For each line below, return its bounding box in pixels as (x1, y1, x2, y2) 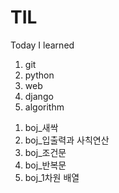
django (24, 90, 54, 102)
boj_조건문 (24, 146, 67, 158)
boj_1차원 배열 (24, 171, 80, 183)
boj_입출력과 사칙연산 (24, 134, 110, 146)
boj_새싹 (24, 121, 59, 133)
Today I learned (10, 39, 75, 51)
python (24, 69, 55, 81)
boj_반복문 (24, 159, 67, 171)
